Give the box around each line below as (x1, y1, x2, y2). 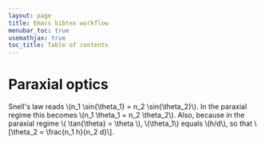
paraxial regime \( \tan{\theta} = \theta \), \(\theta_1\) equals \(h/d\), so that (8, 119, 253, 128)
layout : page (8, 11, 52, 20)
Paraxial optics (8, 76, 109, 94)
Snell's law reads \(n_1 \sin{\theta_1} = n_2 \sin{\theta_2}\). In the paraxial (8, 102, 247, 111)
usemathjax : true (8, 33, 66, 42)
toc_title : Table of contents (8, 41, 109, 49)
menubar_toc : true (8, 26, 69, 34)
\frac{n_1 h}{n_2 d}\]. (45, 127, 114, 137)
